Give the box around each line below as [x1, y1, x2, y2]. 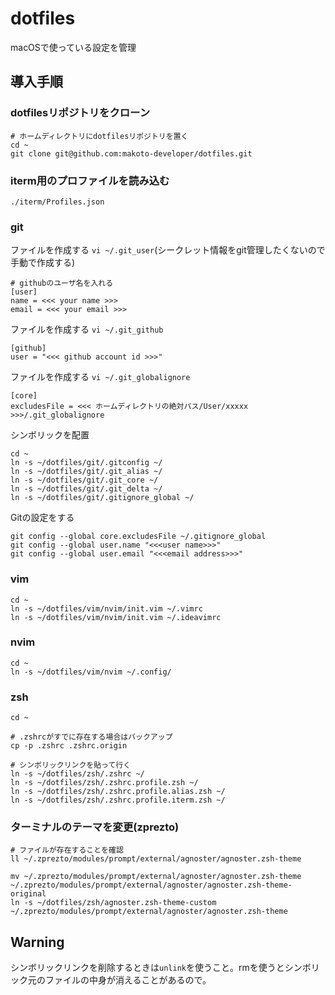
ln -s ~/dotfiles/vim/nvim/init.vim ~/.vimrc [10, 603, 203, 614]
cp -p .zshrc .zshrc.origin [10, 741, 128, 751]
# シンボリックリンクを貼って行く [10, 760, 132, 771]
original [10, 889, 47, 899]
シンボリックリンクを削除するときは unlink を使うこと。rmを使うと [10, 962, 285, 974]
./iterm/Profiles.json [10, 197, 105, 207]
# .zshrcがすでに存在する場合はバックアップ [10, 732, 173, 742]
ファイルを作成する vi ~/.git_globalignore [10, 371, 191, 383]
